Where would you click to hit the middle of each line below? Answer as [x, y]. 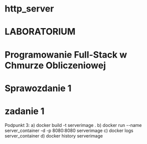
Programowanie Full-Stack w [66, 54]
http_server [29, 9]
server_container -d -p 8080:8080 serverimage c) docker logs [69, 130]
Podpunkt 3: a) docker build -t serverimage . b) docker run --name [73, 125]
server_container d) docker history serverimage [54, 135]
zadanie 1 [24, 111]
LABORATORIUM [40, 32]
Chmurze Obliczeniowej [55, 65]
